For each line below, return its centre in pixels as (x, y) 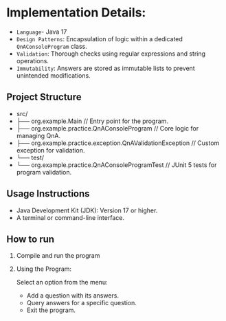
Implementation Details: (76, 13)
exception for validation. (50, 150)
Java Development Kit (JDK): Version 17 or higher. (87, 210)
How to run (31, 239)
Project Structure (44, 97)
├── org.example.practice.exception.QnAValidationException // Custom (118, 143)
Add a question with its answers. (73, 296)
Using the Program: (44, 269)
